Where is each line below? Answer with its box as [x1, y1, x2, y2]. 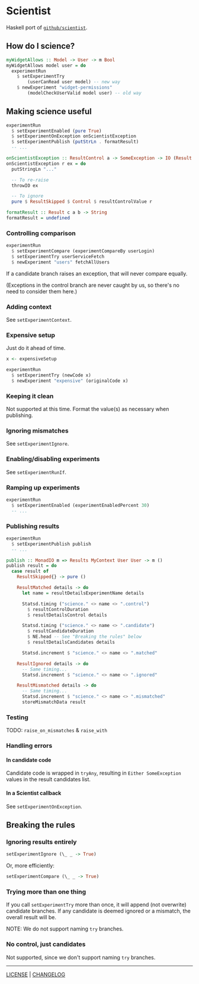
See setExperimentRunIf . [6, 468, 67, 475]
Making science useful [6, 106, 92, 117]
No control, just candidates [6, 940, 86, 948]
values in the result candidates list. [6, 776, 91, 783]
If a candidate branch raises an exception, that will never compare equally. [6, 269, 188, 277]
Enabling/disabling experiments [6, 455, 100, 463]
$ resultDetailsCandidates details [27, 640, 115, 645]
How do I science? [6, 41, 75, 51]
